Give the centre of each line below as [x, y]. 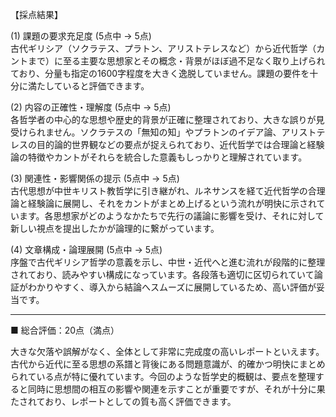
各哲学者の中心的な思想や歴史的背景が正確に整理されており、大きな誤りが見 [167, 119]
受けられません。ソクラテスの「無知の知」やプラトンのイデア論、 [146, 132]
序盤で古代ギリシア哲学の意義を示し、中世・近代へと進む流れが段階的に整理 [168, 262]
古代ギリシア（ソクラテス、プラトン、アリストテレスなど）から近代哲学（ [163, 48]
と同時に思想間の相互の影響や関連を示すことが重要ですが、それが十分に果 [172, 389]
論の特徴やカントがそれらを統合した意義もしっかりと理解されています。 [159, 157]
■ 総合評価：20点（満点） [65, 330]
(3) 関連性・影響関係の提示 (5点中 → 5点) [95, 178]
